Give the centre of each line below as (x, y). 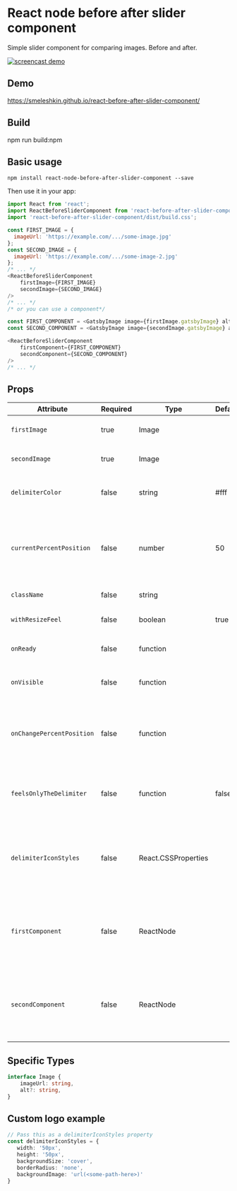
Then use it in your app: (42, 191)
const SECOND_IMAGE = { (42, 250)
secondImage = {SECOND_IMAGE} (61, 289)
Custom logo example (56, 1119)
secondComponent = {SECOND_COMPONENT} (74, 354)
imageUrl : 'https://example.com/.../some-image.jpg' (93, 237)
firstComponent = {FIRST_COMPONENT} (71, 348)
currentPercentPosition (51, 548)
